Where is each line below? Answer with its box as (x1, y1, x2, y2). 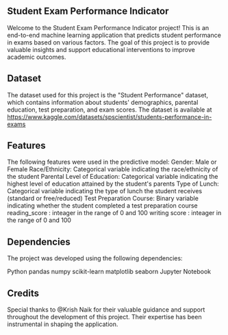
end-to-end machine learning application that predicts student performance (7, 31, 221, 39)
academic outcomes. (7, 53, 66, 61)
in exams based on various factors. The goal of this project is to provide (7, 38, 210, 47)
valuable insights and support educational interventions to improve (7, 45, 195, 53)
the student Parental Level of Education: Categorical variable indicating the (7, 173, 218, 181)
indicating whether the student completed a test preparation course (7, 201, 198, 210)
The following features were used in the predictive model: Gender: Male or (7, 158, 217, 166)
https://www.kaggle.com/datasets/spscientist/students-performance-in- (7, 112, 212, 121)
